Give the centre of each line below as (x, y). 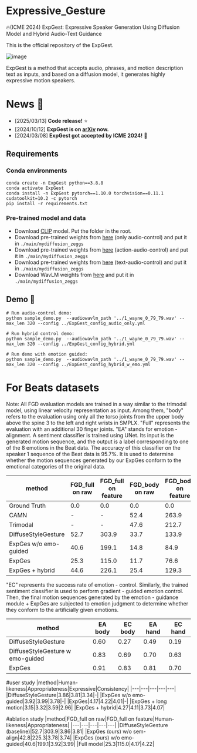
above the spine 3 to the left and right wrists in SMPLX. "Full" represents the (98, 423)
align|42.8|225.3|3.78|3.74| (39, 737)
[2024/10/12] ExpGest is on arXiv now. (62, 129)
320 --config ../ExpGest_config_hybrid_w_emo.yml (89, 364)
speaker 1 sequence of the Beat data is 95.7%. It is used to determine (90, 454)
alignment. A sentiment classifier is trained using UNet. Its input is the (90, 435)
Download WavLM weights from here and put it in (74, 275)
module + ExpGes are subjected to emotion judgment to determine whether (97, 603)
